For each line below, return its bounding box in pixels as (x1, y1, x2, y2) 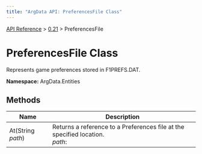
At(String (9, 126, 35, 135)
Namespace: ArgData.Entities (6, 77, 81, 84)
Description (105, 113, 140, 121)
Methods (6, 95, 41, 105)
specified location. (52, 130, 105, 138)
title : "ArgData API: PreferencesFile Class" (6, 8, 122, 15)
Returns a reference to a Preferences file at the (52, 123, 185, 131)
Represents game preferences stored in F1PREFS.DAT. (6, 66, 141, 73)
